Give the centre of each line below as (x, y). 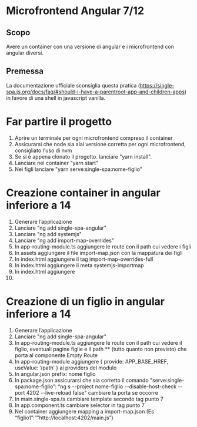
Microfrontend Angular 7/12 (75, 11)
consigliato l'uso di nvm (43, 150)
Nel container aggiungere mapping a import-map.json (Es (84, 411)
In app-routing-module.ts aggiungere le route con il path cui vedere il (98, 342)
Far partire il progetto (59, 122)
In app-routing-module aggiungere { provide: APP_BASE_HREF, (91, 361)
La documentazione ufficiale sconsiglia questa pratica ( (73, 85)
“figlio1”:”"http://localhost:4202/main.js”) (64, 418)
